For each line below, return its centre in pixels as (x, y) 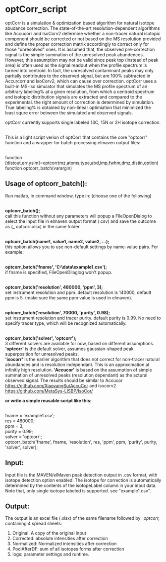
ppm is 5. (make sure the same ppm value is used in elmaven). (69, 297)
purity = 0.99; (19, 431)
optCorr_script (36, 9)
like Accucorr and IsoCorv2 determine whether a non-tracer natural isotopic (83, 33)
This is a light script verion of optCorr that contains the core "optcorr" (76, 137)
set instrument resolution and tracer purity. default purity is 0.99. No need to (83, 318)
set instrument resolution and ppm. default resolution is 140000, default (78, 292)
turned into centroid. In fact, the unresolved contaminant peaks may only (79, 70)
